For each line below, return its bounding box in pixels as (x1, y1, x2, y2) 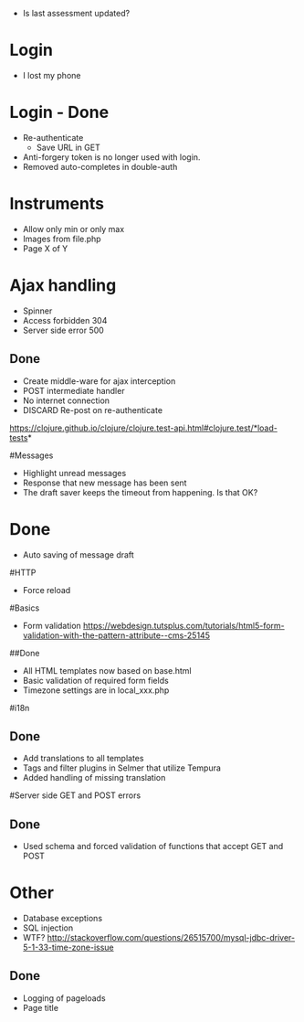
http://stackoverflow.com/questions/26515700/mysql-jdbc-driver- (47, 932, 296, 943)
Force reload (22, 584, 71, 595)
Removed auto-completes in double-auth (22, 161, 178, 172)
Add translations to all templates (22, 753, 144, 764)
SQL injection (22, 922, 74, 933)
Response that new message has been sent (22, 477, 187, 488)
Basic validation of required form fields (22, 675, 169, 686)
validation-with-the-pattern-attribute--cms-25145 (22, 630, 210, 641)
